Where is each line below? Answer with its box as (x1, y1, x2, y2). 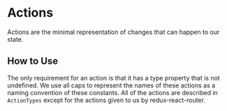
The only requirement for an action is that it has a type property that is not (7, 74, 220, 82)
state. (7, 35, 24, 43)
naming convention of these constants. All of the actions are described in (7, 88, 218, 96)
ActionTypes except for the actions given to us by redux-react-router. (7, 96, 206, 104)
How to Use (7, 55, 59, 67)
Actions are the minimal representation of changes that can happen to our (7, 28, 220, 36)
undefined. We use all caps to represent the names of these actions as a (7, 81, 216, 89)
